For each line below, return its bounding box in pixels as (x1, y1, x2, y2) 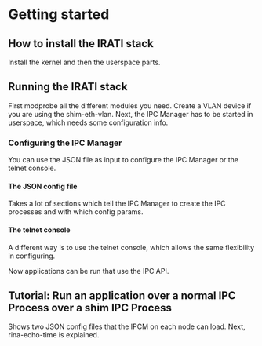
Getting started (8, 5, 110, 24)
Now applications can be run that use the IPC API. (8, 266, 169, 275)
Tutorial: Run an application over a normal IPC (8, 289, 236, 302)
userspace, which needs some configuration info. (8, 118, 169, 127)
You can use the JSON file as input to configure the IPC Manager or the (8, 155, 239, 165)
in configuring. (8, 251, 56, 260)
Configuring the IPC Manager (8, 137, 122, 148)
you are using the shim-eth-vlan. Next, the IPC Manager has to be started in (8, 109, 253, 118)
